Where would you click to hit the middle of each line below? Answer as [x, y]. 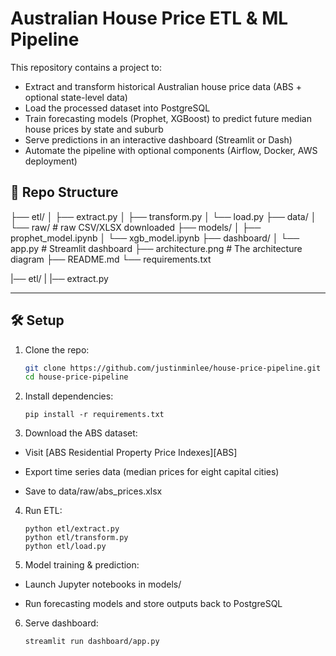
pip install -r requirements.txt [94, 415]
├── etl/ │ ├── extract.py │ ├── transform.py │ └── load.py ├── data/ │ [163, 216]
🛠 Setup [37, 320]
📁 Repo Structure [64, 192]
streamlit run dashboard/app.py [92, 642]
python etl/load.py [65, 547]
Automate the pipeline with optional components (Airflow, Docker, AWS [171, 150]
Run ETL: [43, 511]
